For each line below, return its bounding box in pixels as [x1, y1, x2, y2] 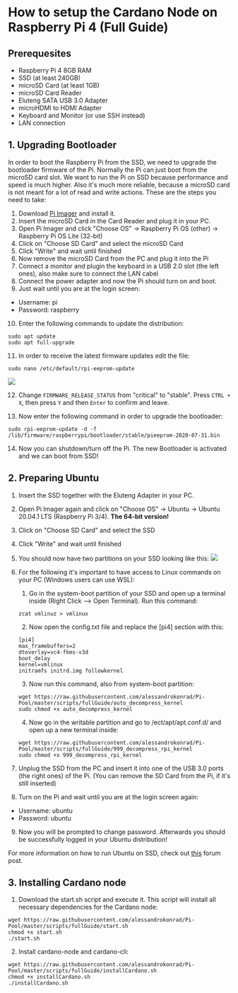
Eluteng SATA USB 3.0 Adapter [18, 96, 108, 105]
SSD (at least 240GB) [18, 74, 81, 82]
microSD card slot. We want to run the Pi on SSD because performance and [8, 172, 228, 181]
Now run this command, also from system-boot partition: [28, 679, 194, 688]
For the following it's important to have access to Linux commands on [18, 568, 221, 576]
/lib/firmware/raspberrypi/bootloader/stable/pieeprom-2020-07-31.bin [8, 432, 220, 439]
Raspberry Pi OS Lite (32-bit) [18, 231, 103, 240]
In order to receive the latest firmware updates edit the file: [18, 351, 190, 360]
